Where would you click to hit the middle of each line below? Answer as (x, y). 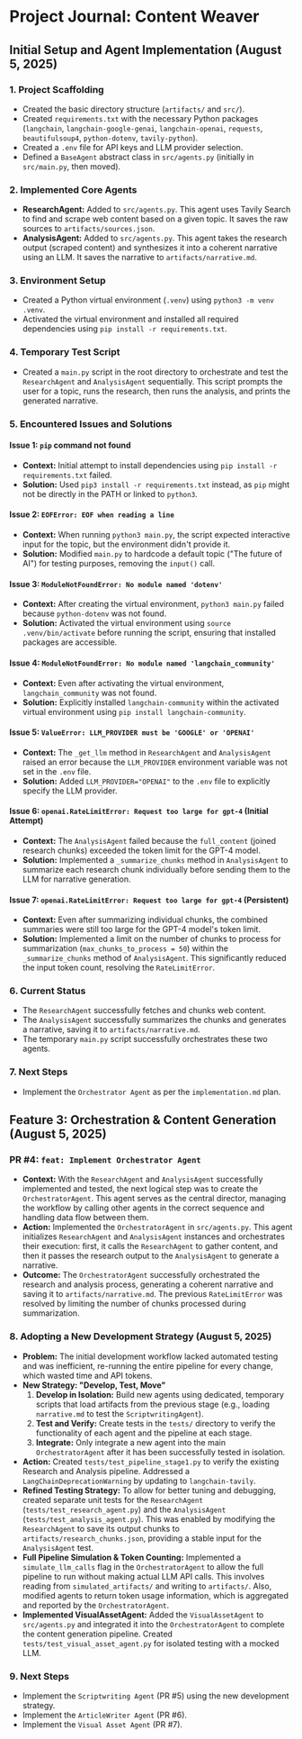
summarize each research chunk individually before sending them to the (156, 869)
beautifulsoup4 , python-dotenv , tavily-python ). (110, 138)
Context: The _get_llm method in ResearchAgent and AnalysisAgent (147, 752)
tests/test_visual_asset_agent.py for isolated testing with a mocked (151, 1643)
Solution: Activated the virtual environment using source (127, 623)
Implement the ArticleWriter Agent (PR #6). (104, 1715)
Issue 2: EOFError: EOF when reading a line (92, 514)
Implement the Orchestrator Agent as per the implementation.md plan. (151, 1091)
